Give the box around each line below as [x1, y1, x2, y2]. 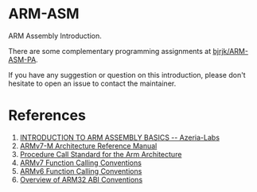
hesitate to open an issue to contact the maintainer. [8, 79, 177, 88]
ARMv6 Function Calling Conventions [19, 166, 142, 175]
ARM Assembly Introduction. [8, 31, 102, 40]
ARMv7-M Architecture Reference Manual [19, 140, 158, 151]
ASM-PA [8, 55, 37, 64]
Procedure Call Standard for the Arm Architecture [19, 149, 182, 159]
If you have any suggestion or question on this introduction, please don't [8, 70, 246, 79]
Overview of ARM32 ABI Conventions [19, 175, 143, 184]
